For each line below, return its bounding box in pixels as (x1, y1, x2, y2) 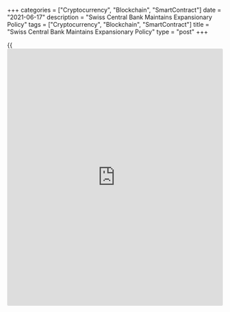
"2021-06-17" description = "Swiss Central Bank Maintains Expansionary (7, 13, 212, 21)
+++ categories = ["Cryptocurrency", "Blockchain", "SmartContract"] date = (7, 6, 222, 14)
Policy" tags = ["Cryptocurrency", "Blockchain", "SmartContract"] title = (7, 21, 210, 28)
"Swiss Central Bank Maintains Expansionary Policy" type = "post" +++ (7, 27, 209, 36)
